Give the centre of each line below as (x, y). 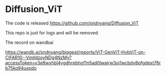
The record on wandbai (29, 42)
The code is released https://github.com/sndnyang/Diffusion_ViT (72, 23)
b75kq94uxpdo (21, 68)
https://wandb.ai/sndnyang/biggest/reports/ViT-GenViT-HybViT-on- (75, 52)
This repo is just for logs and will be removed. (52, 32)
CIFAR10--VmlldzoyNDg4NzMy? (38, 57)
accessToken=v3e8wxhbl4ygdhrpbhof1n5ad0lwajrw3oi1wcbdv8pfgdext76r (83, 62)
